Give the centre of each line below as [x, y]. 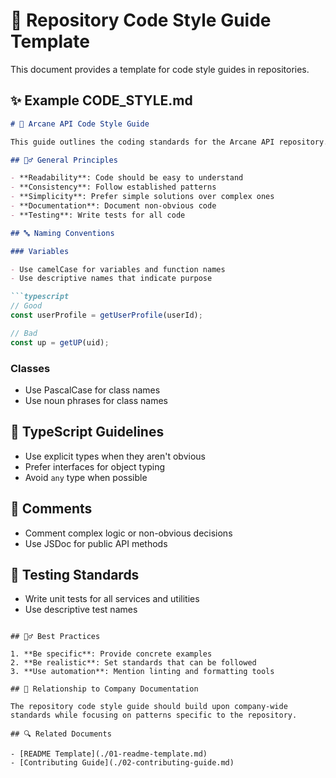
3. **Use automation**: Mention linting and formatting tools [142, 672]
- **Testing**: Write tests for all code [98, 215]
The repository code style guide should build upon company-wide [149, 707]
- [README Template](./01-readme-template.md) [109, 754]
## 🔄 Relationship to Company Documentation [104, 689]
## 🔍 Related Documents [61, 734]
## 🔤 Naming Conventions [62, 233]
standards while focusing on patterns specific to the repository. [154, 715]
